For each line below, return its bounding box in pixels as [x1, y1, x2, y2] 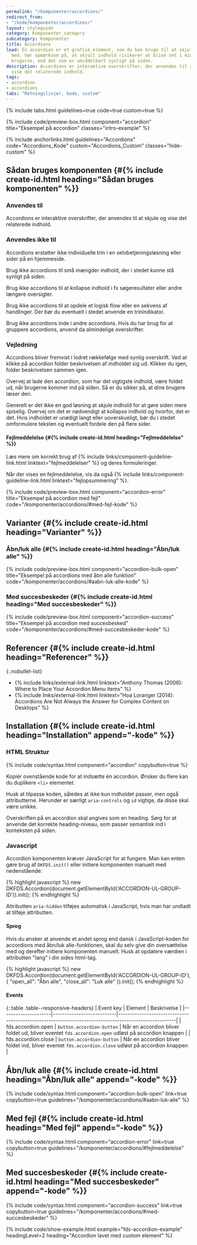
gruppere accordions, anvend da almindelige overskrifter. [6, 326, 145, 333]
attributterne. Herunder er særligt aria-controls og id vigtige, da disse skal [6, 796, 189, 803]
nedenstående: [6, 867, 43, 874]
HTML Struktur [6, 748, 50, 756]
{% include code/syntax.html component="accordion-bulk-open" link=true [6, 1090, 187, 1097]
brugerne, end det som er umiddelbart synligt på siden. [11, 58, 154, 64]
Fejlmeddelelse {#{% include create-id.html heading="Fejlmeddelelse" [6, 433, 184, 441]
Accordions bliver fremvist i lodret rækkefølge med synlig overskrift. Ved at [6, 354, 188, 361]
